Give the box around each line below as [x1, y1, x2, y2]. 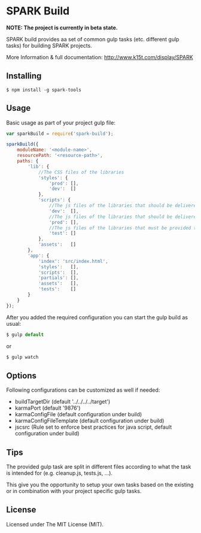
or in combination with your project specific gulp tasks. [6, 487, 142, 495]
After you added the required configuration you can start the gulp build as [6, 313, 188, 321]
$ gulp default [6, 331, 44, 338]
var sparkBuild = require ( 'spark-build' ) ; [6, 131, 114, 137]
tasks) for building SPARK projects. [6, 42, 93, 49]
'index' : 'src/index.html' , [38, 258, 109, 264]
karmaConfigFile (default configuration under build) [14, 411, 142, 418]
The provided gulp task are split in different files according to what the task [6, 463, 191, 471]
